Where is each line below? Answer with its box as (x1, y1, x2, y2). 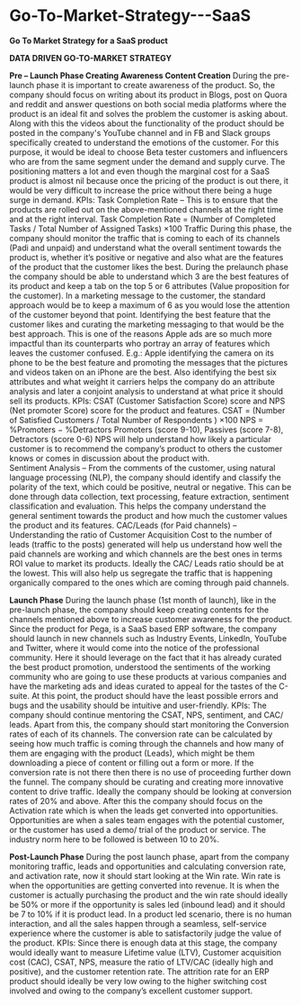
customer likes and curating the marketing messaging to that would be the (9, 319, 285, 330)
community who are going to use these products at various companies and (9, 671, 288, 682)
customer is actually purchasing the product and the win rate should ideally (9, 889, 288, 901)
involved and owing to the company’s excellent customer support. (9, 985, 253, 996)
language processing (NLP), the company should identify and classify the (9, 472, 281, 483)
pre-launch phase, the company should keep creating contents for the (9, 604, 270, 615)
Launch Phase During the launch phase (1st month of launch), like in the (9, 594, 277, 605)
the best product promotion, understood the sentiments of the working (9, 661, 271, 672)
